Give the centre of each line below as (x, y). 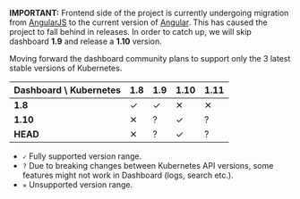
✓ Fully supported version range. (82, 156)
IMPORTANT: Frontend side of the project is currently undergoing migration (149, 13)
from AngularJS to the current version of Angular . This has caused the (138, 22)
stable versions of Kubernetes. (66, 68)
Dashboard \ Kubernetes (67, 90)
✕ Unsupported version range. (77, 185)
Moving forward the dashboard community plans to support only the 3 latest (150, 58)
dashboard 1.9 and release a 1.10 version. (86, 41)
